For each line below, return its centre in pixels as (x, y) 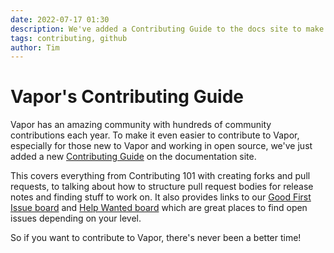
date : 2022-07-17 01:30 (60, 19)
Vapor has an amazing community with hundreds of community (141, 125)
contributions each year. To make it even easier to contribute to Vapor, (155, 135)
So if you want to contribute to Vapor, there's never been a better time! (156, 238)
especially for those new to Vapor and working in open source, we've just (161, 146)
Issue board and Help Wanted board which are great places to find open (159, 208)
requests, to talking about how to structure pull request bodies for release (162, 187)
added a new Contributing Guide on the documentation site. (133, 157)
